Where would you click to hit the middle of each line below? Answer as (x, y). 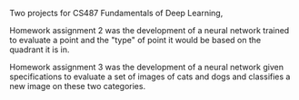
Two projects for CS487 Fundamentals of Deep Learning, (116, 13)
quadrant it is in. (40, 50)
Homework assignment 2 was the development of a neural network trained (149, 30)
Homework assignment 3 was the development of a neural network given (147, 67)
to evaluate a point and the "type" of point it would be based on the (135, 40)
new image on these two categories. (78, 86)
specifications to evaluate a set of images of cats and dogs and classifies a (150, 77)
